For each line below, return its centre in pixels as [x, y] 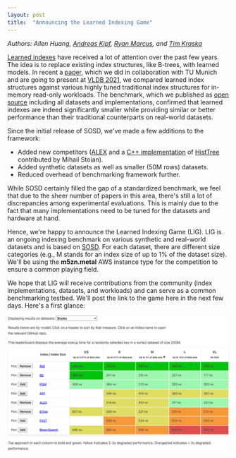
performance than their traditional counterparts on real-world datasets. [110, 117]
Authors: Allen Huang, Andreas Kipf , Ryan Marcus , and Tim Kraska [105, 43]
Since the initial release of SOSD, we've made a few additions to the [106, 131]
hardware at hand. [34, 218]
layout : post [26, 15]
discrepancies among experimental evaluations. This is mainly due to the [113, 203]
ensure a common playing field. [53, 269]
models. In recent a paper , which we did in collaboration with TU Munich [112, 72]
